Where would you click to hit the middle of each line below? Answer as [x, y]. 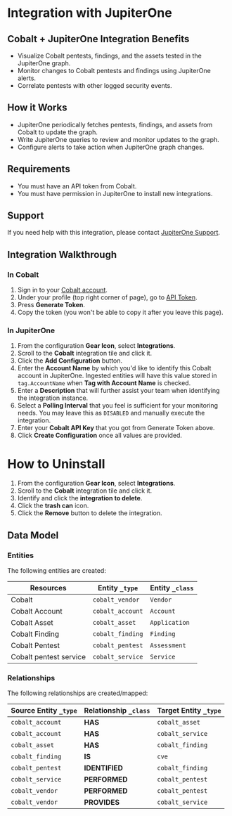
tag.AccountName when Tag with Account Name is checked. [104, 383]
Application [170, 623]
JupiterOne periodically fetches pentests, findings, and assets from [115, 124]
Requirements [39, 169]
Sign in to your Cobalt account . [62, 290]
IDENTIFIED [103, 768]
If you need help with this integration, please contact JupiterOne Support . [114, 233]
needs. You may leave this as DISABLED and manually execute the [111, 413]
